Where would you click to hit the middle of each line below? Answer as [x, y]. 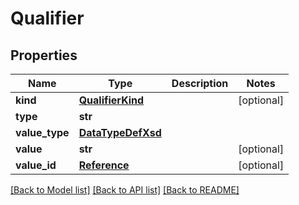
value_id [36, 165]
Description [200, 83]
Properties [44, 55]
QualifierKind [111, 100]
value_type [42, 132]
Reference [104, 165]
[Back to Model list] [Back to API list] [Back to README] [125, 190]
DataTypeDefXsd [120, 132]
